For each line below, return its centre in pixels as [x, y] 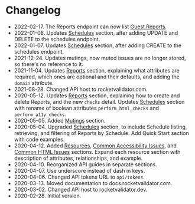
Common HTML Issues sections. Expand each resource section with [97, 152]
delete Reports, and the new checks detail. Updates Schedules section [99, 101]
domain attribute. [34, 83]
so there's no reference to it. [49, 64]
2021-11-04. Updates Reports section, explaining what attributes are [97, 70]
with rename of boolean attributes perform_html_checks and [87, 108]
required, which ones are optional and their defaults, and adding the [97, 77]
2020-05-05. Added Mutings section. [60, 120]
